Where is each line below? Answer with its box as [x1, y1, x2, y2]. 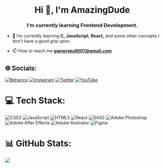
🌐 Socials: [5, 64, 37, 72]
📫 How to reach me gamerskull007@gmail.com [12, 48, 112, 54]
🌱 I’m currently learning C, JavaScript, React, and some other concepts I [12, 33, 160, 39]
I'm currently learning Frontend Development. [26, 22, 138, 29]
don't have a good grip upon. [12, 38, 71, 44]
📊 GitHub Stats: [5, 138, 72, 149]
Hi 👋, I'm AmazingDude [34, 4, 130, 16]
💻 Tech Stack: [5, 95, 66, 106]
